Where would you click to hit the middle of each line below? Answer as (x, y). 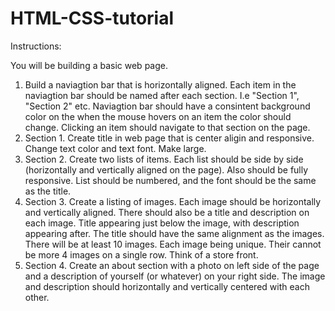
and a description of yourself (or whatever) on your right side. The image (175, 276)
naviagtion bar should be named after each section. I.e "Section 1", (162, 95)
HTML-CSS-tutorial (92, 18)
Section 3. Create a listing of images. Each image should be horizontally (173, 201)
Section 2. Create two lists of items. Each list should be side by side (164, 159)
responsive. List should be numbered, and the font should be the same (170, 180)
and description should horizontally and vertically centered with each (167, 286)
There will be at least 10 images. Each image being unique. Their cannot (173, 244)
